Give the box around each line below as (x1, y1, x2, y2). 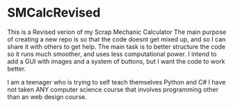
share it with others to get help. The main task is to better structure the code (7, 42, 226, 51)
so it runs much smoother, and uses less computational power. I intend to (7, 50, 217, 58)
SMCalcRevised (7, 5, 101, 21)
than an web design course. (7, 92, 87, 101)
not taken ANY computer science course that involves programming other (7, 85, 219, 93)
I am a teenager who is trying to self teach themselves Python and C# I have (7, 78, 226, 86)
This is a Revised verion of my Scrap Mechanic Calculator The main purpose (7, 28, 227, 36)
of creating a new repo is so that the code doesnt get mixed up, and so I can (7, 35, 226, 43)
